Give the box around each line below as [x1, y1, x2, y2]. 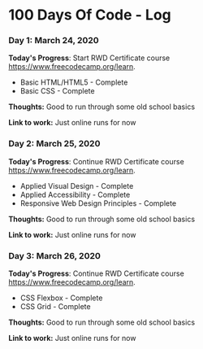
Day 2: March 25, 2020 [8, 138, 101, 150]
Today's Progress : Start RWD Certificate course [8, 53, 171, 63]
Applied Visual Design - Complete [19, 181, 134, 190]
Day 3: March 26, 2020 [8, 250, 101, 261]
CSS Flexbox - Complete [19, 293, 103, 303]
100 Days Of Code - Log [8, 6, 172, 24]
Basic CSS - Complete [19, 86, 95, 96]
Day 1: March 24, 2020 [8, 35, 99, 46]
